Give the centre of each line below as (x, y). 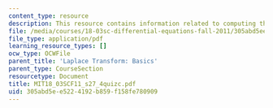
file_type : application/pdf (56, 39)
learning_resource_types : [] (58, 46)
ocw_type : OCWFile (39, 54)
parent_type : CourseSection (56, 69)
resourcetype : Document (49, 76)
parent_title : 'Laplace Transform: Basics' (83, 62)
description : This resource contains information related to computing (132, 24)
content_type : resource (49, 16)
